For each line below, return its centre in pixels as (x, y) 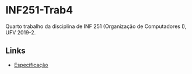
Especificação (31, 65)
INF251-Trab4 (39, 10)
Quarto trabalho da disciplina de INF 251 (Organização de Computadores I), (96, 26)
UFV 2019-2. (21, 32)
